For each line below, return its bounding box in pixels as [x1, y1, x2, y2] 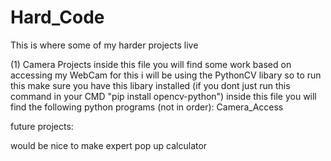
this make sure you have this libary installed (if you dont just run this [10, 79, 291, 91]
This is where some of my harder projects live [10, 39, 199, 51]
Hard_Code [10, 6, 105, 29]
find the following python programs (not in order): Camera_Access [10, 101, 284, 113]
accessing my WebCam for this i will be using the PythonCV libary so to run [10, 69, 322, 81]
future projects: [10, 120, 74, 132]
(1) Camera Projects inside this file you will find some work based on [10, 58, 292, 70]
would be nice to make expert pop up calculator [10, 139, 208, 151]
